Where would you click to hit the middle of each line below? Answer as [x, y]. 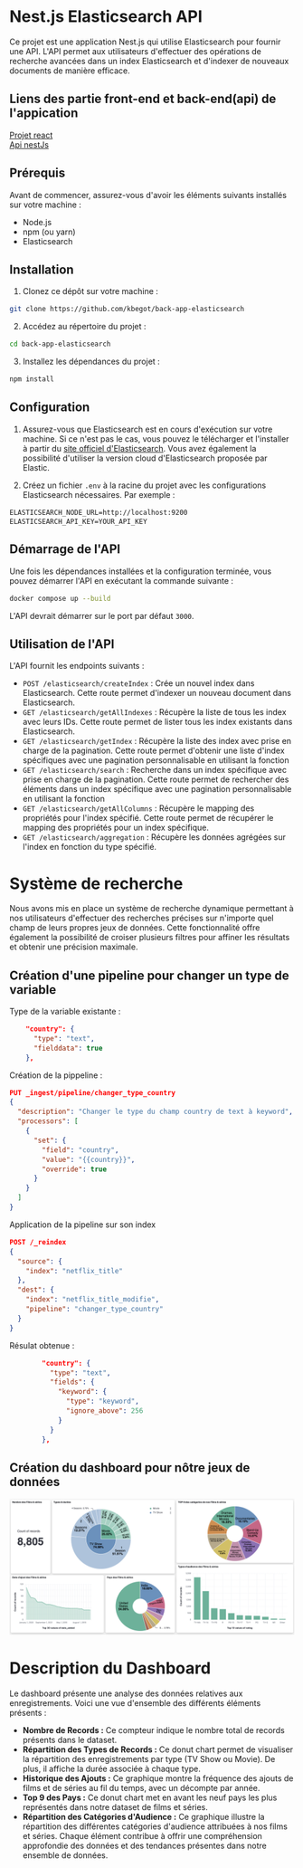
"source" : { [40, 1261]
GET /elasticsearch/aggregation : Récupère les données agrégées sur [154, 837]
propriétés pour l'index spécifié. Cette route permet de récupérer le [148, 818]
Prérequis [38, 173]
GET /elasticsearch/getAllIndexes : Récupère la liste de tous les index [154, 712]
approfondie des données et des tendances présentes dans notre [144, 1845]
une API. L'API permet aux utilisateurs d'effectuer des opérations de [136, 51]
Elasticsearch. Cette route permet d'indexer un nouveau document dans [157, 693]
